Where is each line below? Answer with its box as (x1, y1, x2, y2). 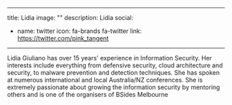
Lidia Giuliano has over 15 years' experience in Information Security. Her (7, 54, 213, 62)
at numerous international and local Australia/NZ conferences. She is (7, 76, 203, 84)
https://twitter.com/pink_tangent (17, 34, 109, 42)
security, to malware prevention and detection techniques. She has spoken (7, 69, 220, 76)
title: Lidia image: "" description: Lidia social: (7, 14, 133, 21)
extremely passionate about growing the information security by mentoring (7, 83, 220, 91)
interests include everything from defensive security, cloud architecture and (7, 61, 223, 69)
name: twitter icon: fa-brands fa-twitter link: (17, 27, 142, 35)
